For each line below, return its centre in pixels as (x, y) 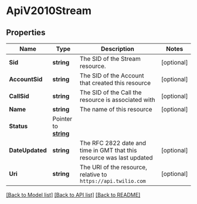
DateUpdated (28, 150)
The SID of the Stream (110, 59)
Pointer (62, 119)
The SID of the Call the (111, 92)
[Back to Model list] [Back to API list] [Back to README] (73, 195)
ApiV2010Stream (49, 11)
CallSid (19, 96)
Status (18, 126)
